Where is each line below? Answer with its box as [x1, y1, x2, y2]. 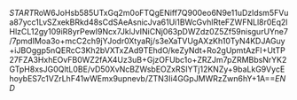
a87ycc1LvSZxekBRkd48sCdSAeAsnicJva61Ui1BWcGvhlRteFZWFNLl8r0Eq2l [9, 17, 288, 27]
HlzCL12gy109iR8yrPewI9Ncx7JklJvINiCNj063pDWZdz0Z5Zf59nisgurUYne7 [9, 27, 288, 36]
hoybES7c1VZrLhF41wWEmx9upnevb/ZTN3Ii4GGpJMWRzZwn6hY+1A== [9, 73, 276, 83]
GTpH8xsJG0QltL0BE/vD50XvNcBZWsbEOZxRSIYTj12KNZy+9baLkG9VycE [9, 64, 285, 74]
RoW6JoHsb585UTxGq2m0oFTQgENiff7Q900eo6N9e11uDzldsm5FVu [34, 8, 289, 18]
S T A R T [9, 8, 35, 18]
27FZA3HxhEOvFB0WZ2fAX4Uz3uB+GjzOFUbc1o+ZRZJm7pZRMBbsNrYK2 [9, 55, 287, 65]
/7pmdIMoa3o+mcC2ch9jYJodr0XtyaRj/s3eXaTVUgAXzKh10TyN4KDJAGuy [9, 35, 285, 46]
